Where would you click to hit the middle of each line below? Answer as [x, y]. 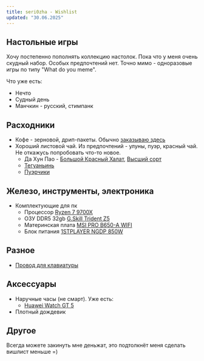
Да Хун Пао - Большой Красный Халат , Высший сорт [93, 159]
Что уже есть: [24, 81]
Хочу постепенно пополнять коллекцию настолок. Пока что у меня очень [102, 57]
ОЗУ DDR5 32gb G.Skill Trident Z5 [67, 218]
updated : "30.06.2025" [35, 18]
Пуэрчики [37, 172]
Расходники [31, 125]
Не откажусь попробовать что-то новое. [68, 153]
